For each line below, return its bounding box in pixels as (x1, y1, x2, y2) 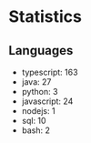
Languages (8, 43, 74, 58)
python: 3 (21, 87, 58, 97)
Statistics (8, 6, 83, 27)
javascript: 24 (21, 96, 74, 107)
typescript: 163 (21, 66, 78, 77)
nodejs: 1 (21, 106, 56, 116)
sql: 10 (21, 116, 46, 126)
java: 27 (21, 77, 52, 87)
